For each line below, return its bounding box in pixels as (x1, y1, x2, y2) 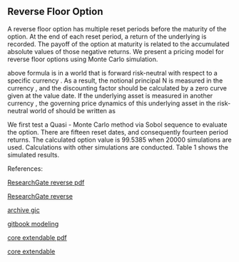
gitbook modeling (7, 219, 59, 228)
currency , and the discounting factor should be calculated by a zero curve (7, 83, 227, 92)
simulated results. (7, 150, 60, 159)
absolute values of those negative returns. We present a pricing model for (7, 47, 225, 56)
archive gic (7, 206, 41, 214)
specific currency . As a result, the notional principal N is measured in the (7, 76, 223, 85)
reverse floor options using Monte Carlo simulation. (7, 55, 158, 63)
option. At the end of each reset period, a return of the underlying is (7, 32, 207, 41)
